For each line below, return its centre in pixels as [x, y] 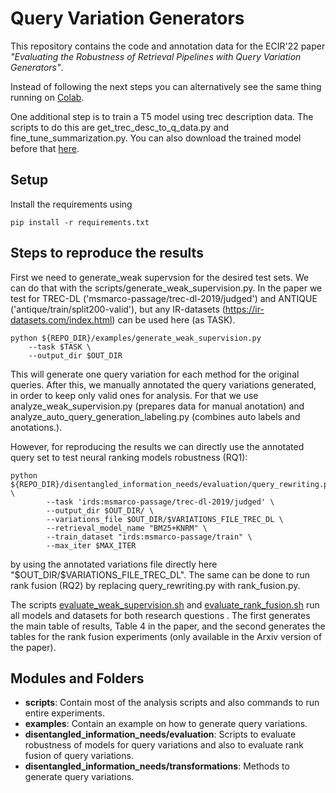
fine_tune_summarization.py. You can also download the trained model [156, 138]
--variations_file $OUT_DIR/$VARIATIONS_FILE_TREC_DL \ [165, 519]
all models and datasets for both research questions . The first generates [160, 615]
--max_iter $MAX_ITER [91, 545]
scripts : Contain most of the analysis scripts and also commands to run [172, 703]
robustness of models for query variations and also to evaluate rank [164, 745]
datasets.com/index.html [61, 319]
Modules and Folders [77, 678]
